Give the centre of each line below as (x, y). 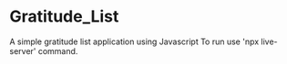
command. (58, 50)
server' (23, 50)
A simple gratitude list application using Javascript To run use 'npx (134, 41)
